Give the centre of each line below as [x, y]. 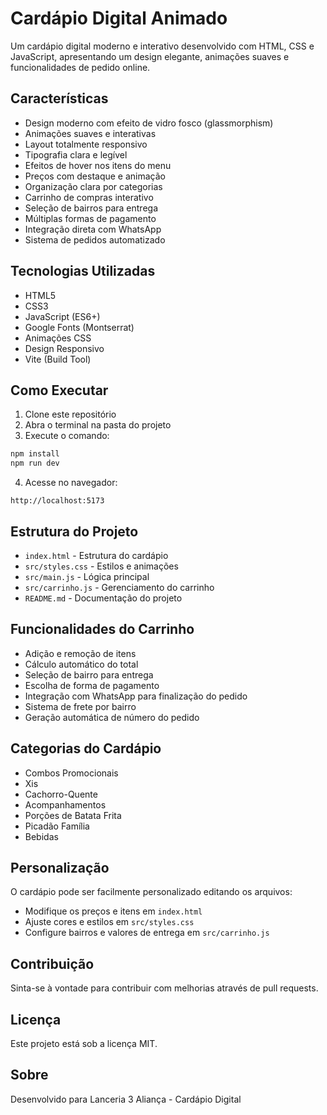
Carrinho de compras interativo [89, 197]
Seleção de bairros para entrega [91, 208]
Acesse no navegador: [71, 483]
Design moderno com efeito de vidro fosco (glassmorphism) [149, 123]
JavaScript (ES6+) [62, 316]
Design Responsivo [64, 348]
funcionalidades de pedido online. [80, 67]
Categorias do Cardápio [86, 748]
